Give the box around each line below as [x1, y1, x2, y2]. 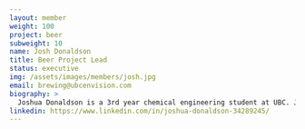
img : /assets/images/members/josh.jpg [9, 73, 156, 82]
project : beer [9, 30, 64, 39]
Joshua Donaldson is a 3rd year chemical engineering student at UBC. [17, 97, 290, 107]
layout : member [9, 13, 67, 23]
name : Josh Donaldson [9, 47, 92, 56]
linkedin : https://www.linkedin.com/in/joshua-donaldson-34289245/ [9, 106, 271, 115]
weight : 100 [9, 22, 54, 31]
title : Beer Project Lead [9, 55, 107, 64]
